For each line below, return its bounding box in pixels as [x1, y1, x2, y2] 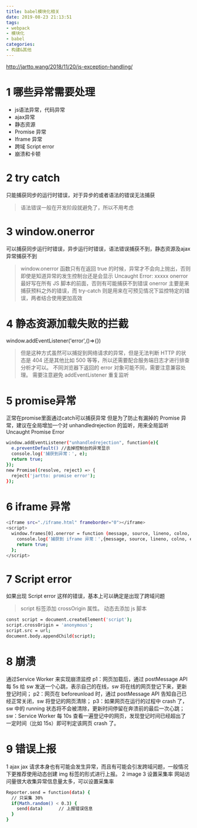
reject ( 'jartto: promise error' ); [11, 473, 96, 478]
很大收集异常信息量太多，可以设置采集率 [16, 777, 114, 784]
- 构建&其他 [6, 47, 32, 53]
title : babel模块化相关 [6, 8, 60, 15]
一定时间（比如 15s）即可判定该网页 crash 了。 [6, 719, 119, 727]
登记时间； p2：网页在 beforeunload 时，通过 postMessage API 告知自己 [6, 690, 182, 697]
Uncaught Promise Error [6, 428, 64, 435]
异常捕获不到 [6, 252, 37, 260]
